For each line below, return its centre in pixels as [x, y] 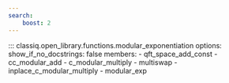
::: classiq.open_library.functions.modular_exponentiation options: [115, 45]
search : [21, 15]
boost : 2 [37, 23]
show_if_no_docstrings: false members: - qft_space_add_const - [113, 54]
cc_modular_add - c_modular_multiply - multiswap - [93, 62]
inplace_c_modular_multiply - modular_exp [78, 70]
